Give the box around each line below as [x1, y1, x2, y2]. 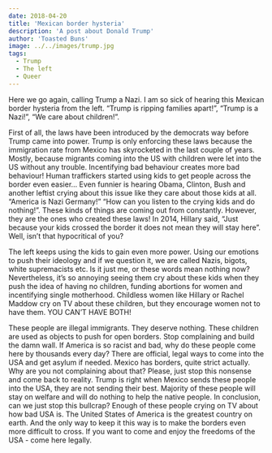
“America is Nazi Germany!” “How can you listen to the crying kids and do [8, 196, 256, 206]
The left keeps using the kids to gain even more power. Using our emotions [8, 247, 260, 257]
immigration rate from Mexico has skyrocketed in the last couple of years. [8, 145, 255, 154]
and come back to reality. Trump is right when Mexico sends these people [8, 374, 257, 384]
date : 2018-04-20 [8, 11, 67, 20]
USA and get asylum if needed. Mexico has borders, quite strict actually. [8, 357, 250, 367]
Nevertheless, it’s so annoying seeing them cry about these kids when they [8, 273, 260, 283]
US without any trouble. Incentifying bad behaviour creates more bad [8, 162, 240, 171]
